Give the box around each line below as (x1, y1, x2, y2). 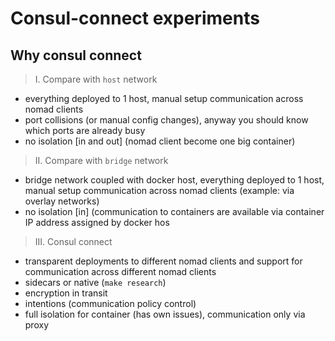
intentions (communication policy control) (24, 298, 197, 309)
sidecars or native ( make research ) (24, 277, 167, 288)
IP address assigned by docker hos (24, 217, 170, 228)
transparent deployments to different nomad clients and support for (24, 255, 303, 267)
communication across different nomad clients (24, 266, 217, 277)
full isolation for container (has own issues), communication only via (24, 308, 306, 320)
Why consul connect (10, 47, 142, 64)
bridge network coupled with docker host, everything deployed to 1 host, (24, 174, 325, 186)
